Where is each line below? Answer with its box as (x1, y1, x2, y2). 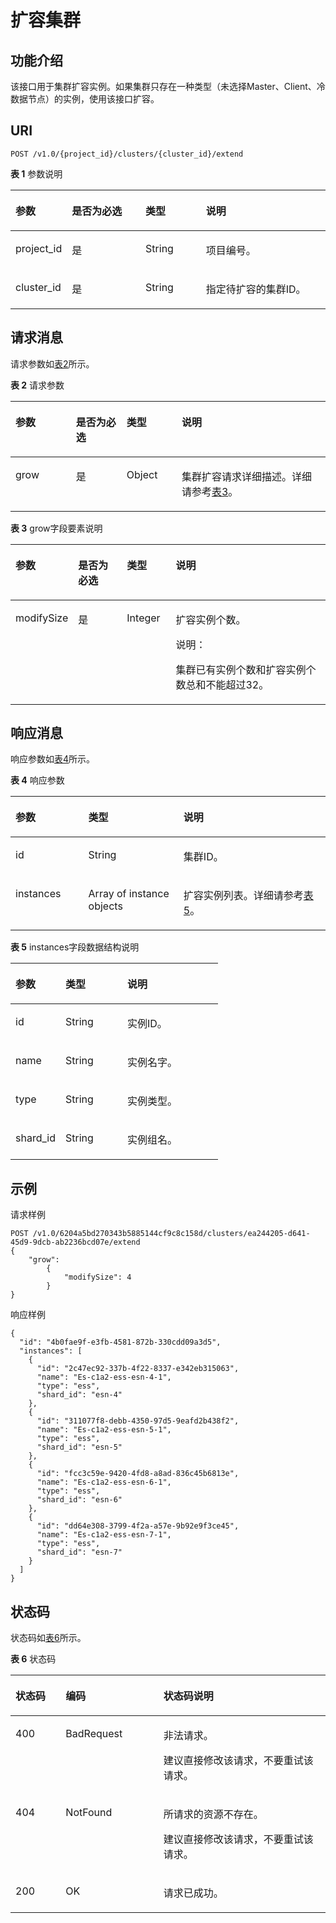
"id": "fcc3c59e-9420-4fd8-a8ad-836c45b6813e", (36, 1469, 240, 1479)
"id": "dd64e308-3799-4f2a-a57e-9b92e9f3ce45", (36, 1521, 240, 1531)
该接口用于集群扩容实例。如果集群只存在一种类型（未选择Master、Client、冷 (10, 81, 326, 92)
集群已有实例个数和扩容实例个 (175, 662, 317, 676)
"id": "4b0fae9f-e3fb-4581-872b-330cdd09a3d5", (19, 1337, 222, 1348)
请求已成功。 (163, 1886, 224, 1900)
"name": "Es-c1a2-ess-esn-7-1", (36, 1530, 172, 1540)
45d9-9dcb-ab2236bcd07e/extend (10, 1237, 141, 1248)
